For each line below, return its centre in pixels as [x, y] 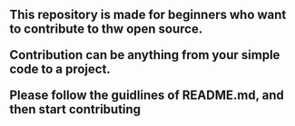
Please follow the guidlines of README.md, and [147, 96]
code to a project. [60, 69]
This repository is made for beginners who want [148, 15]
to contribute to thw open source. [106, 29]
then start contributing [75, 109]
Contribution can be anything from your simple [145, 55]
